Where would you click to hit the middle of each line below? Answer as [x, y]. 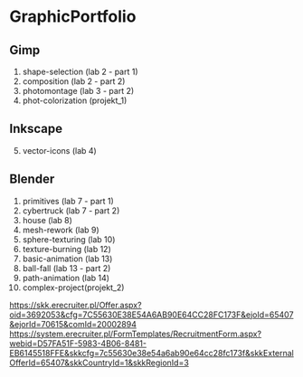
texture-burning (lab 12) [66, 249]
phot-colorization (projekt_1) [75, 100]
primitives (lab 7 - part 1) [68, 201]
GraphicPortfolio [73, 17]
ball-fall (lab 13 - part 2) [66, 268]
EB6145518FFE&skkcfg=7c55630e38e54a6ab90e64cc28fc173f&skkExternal [151, 353]
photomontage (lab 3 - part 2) [78, 91]
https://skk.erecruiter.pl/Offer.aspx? [76, 305]
